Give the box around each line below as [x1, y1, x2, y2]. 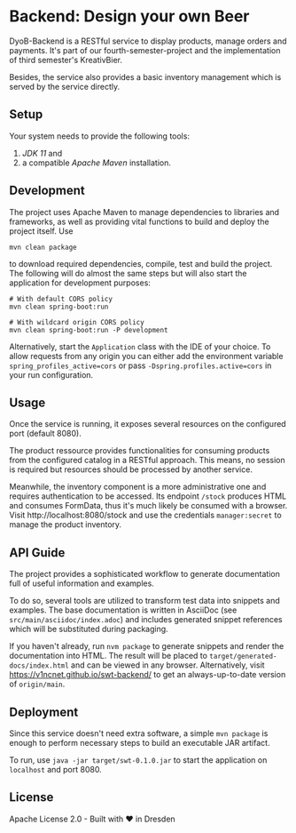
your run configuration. [9, 369, 94, 380]
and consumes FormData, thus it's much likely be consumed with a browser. [9, 501, 288, 511]
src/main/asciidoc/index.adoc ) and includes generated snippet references [9, 614, 283, 625]
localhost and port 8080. [9, 765, 102, 774]
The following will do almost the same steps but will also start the [9, 268, 247, 278]
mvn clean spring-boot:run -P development [9, 325, 168, 334]
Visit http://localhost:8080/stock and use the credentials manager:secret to [9, 509, 282, 521]
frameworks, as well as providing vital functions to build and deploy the [9, 216, 269, 227]
